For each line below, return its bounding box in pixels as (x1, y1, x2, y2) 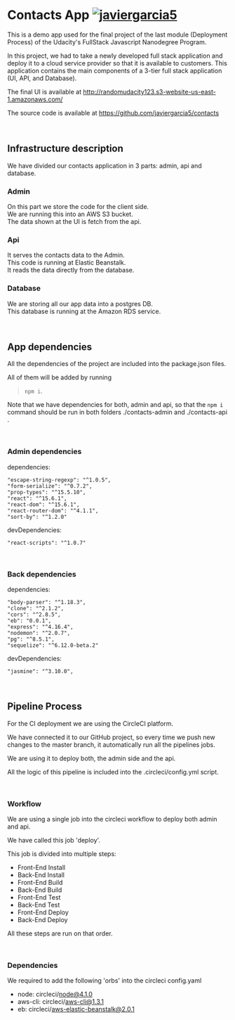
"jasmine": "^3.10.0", (7, 668, 74, 675)
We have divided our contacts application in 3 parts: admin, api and (7, 161, 202, 170)
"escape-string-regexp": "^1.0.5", (7, 476, 112, 484)
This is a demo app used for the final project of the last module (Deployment (7, 30, 228, 39)
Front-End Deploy (17, 908, 69, 917)
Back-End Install (17, 871, 65, 879)
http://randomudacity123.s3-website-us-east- (83, 87, 216, 96)
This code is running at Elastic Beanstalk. (7, 258, 126, 267)
